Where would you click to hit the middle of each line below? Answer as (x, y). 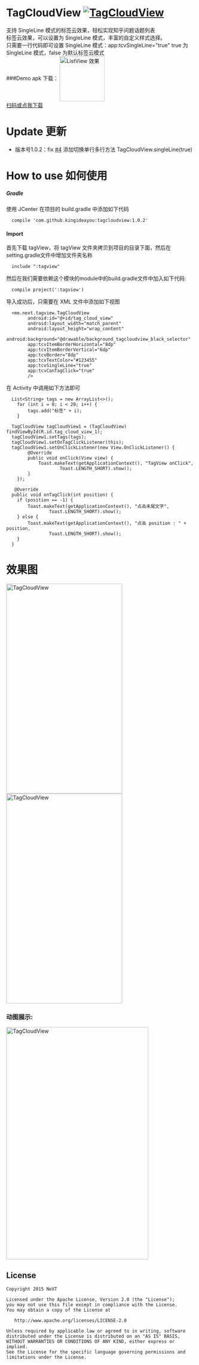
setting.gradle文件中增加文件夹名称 (49, 255)
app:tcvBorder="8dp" (53, 355)
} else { (28, 517)
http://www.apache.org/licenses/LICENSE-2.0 (71, 1321)
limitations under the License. (46, 1358)
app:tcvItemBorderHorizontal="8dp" (72, 345)
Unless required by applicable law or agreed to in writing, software (96, 1331)
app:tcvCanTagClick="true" (61, 371)
